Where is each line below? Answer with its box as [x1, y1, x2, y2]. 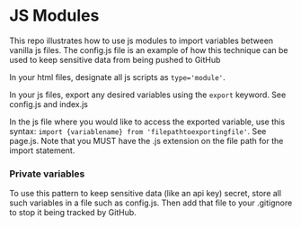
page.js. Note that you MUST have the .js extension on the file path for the [9, 135, 284, 146]
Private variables [9, 168, 85, 180]
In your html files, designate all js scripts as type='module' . [9, 71, 226, 82]
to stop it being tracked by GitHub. [9, 207, 137, 218]
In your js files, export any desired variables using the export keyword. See [9, 89, 287, 100]
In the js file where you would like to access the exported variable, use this [9, 116, 286, 127]
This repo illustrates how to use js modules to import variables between [9, 35, 274, 46]
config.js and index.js [9, 98, 88, 109]
